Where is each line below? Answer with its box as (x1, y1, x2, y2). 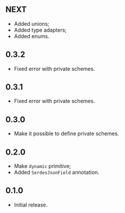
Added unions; (13, 20, 50, 27)
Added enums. (13, 32, 50, 40)
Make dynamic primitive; (13, 163, 71, 170)
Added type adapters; (13, 26, 67, 33)
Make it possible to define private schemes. (13, 130, 119, 137)
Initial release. (13, 201, 48, 208)
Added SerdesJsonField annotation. (13, 169, 100, 176)
